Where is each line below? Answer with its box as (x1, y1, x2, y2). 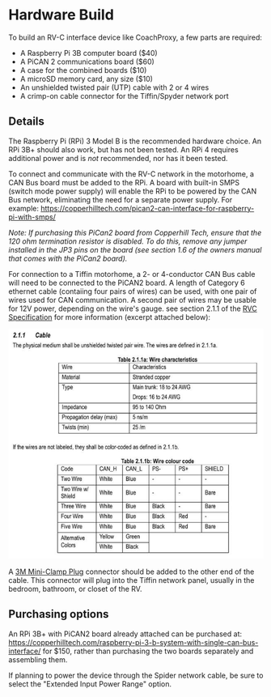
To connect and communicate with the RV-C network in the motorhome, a (8, 168, 255, 179)
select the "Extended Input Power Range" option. (8, 678, 172, 689)
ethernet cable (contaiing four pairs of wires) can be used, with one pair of (8, 286, 257, 296)
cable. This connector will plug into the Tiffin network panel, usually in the (8, 576, 255, 585)
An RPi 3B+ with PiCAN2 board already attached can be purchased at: (8, 629, 243, 639)
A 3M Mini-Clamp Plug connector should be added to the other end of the (8, 567, 255, 576)
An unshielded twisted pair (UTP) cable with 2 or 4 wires (19, 83, 210, 92)
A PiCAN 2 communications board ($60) (19, 57, 155, 66)
